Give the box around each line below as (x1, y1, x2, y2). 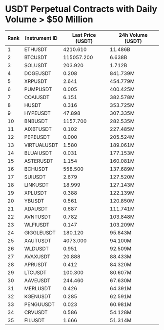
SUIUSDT (24, 173, 46, 180)
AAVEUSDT (24, 277, 51, 284)
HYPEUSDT (24, 109, 51, 116)
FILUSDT (24, 317, 45, 324)
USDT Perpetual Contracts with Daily (5, 3, 158, 15)
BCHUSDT (24, 165, 48, 172)
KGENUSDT (24, 293, 51, 300)
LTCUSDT (24, 269, 47, 276)
